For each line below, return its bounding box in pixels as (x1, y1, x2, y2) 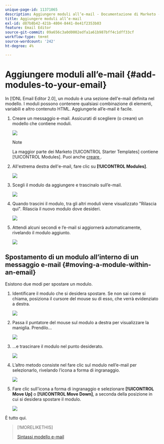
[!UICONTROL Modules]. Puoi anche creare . (12, 154, 102, 159)
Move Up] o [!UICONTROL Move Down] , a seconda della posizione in (12, 391, 153, 397)
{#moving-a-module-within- (62, 260, 151, 269)
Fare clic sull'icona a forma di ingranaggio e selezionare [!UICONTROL (12, 386, 154, 392)
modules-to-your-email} (5, 79, 107, 90)
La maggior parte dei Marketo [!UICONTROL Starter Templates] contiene (12, 149, 159, 155)
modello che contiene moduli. (12, 120, 72, 126)
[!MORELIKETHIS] (17, 424, 53, 430)
